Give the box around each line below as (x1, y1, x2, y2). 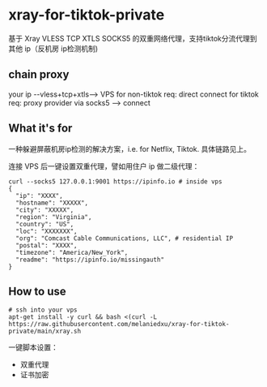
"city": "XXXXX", (15, 205, 74, 214)
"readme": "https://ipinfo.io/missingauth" (15, 256, 164, 264)
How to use (8, 284, 66, 298)
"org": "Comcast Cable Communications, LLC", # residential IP (15, 234, 233, 243)
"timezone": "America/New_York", (15, 248, 129, 256)
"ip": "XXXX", (15, 191, 63, 200)
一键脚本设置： (8, 342, 58, 352)
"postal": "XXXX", (15, 241, 78, 249)
